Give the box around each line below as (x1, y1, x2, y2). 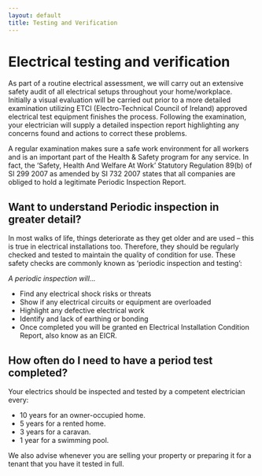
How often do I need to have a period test (8, 353, 213, 367)
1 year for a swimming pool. (19, 436, 109, 445)
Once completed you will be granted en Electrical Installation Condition (19, 323, 249, 332)
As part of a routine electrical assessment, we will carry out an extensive (8, 79, 244, 88)
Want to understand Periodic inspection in (8, 200, 220, 213)
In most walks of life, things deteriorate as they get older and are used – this (8, 234, 254, 243)
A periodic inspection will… (8, 274, 96, 283)
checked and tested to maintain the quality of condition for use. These (8, 250, 236, 260)
